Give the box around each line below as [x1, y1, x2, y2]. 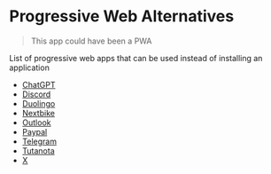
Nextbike [21, 107, 56, 118]
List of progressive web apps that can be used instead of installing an [9, 52, 263, 63]
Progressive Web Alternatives [9, 6, 235, 27]
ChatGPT [21, 79, 56, 90]
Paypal [21, 126, 48, 137]
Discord [21, 89, 51, 99]
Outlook [21, 117, 51, 128]
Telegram [21, 136, 58, 146]
